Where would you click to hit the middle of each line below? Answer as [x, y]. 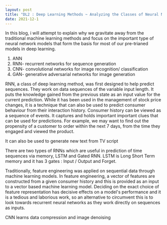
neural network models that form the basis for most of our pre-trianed [77, 44]
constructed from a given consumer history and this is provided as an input [82, 181]
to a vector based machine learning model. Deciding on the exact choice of [82, 187]
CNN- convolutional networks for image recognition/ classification [80, 69]
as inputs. [15, 208]
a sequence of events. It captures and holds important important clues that [82, 116]
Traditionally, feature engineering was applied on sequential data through [80, 171]
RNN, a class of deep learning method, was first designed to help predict [80, 84]
